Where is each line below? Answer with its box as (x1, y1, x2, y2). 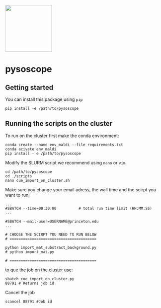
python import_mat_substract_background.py (5, 245, 97, 250)
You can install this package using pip (5, 96, 83, 102)
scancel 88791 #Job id (5, 299, 52, 304)
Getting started (5, 83, 54, 91)
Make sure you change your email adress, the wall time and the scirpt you (5, 186, 157, 193)
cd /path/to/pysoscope (5, 169, 52, 174)
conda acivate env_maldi (5, 147, 57, 152)
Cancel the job (5, 289, 35, 295)
